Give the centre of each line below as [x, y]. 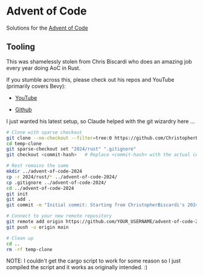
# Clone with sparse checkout [44, 132]
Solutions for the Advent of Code [47, 28]
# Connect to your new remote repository [59, 216]
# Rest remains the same [37, 166]
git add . [19, 200]
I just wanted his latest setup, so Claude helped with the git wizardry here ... [101, 121]
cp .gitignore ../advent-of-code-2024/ [56, 183]
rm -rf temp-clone [29, 249]
